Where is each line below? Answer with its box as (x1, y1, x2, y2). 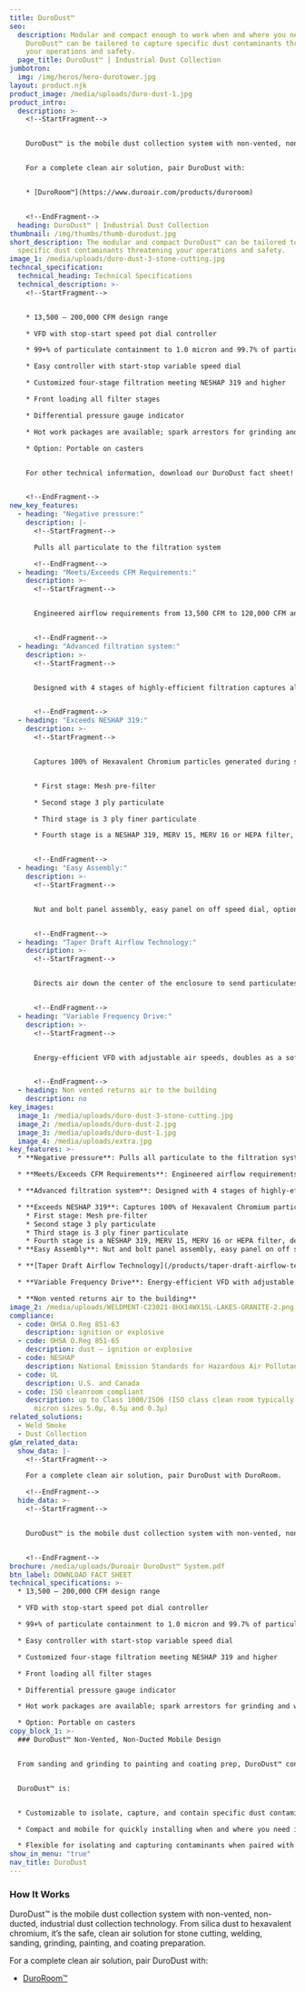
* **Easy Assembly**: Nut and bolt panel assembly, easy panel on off (17, 1245, 290, 1255)
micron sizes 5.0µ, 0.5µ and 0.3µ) (33, 1404, 169, 1414)
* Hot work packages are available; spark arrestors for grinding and (17, 1702, 290, 1711)
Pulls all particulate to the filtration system (33, 543, 221, 552)
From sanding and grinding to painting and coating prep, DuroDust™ (17, 1759, 282, 1768)
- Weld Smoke (17, 1421, 67, 1430)
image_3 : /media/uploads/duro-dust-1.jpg (17, 1128, 177, 1137)
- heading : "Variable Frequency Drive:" (17, 1011, 172, 1021)
